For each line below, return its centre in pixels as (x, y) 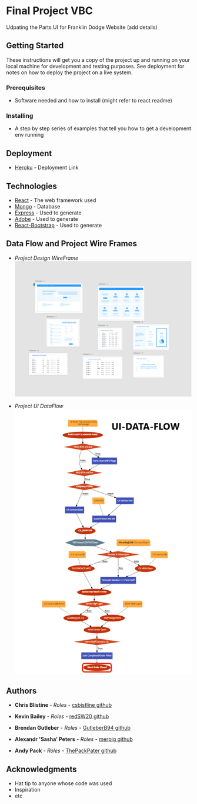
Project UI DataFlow (39, 406)
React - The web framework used (55, 200)
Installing (20, 115)
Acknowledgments (42, 769)
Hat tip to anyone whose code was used (63, 783)
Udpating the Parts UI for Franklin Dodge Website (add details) (82, 27)
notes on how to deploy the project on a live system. (69, 72)
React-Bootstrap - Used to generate (58, 225)
